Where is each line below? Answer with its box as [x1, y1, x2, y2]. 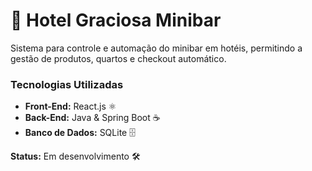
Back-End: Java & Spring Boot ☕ [24, 112, 161, 124]
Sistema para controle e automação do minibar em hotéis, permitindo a [10, 42, 303, 54]
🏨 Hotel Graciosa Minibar [10, 9, 222, 32]
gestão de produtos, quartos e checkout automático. [10, 52, 227, 64]
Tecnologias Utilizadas [10, 77, 124, 91]
